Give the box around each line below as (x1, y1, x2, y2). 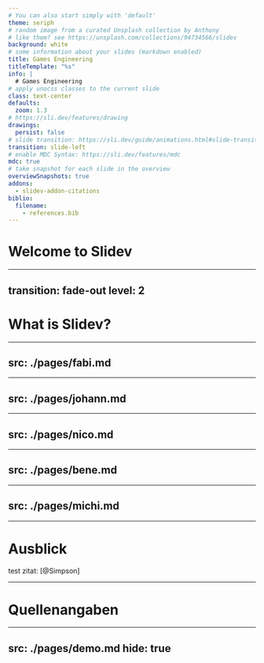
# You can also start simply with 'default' (8, 11, 156, 20)
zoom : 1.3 (15, 107, 47, 115)
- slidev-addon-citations (15, 186, 101, 195)
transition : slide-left (8, 143, 86, 151)
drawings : (8, 121, 41, 129)
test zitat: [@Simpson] (8, 565, 80, 575)
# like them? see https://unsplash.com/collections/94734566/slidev (8, 33, 237, 42)
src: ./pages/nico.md (8, 428, 114, 441)
